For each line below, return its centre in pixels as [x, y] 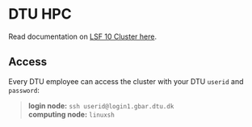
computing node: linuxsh [71, 114]
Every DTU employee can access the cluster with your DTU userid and [126, 81]
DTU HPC [40, 14]
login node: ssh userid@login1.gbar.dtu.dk [101, 105]
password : [24, 90]
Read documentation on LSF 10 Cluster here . [83, 36]
